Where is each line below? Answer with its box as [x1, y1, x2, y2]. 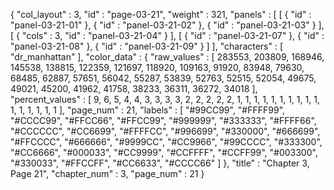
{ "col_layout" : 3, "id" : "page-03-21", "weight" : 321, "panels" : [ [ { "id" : [10, 9, 312, 20]
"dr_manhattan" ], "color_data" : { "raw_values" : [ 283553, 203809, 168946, [10, 51, 325, 63]
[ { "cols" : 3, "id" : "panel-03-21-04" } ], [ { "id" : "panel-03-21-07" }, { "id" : [10, 30, 325, 41]
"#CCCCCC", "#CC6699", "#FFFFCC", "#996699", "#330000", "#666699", [10, 125, 321, 137]
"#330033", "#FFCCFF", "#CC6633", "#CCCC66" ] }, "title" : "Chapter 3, [10, 157, 310, 169]
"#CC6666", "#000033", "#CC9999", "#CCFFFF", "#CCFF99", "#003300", [10, 147, 318, 158]
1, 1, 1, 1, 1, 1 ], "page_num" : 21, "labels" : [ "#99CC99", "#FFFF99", [10, 104, 286, 116]
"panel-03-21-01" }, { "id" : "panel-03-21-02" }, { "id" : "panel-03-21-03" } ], [10, 19, 325, 31]
